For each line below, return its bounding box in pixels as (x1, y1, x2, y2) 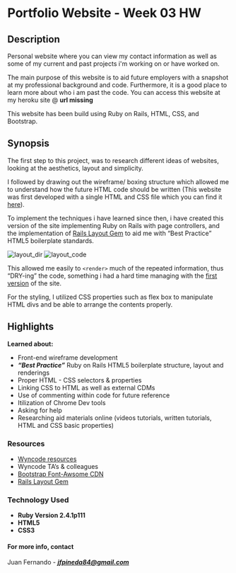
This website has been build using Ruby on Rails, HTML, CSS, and (7, 110, 199, 118)
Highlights (7, 321, 54, 333)
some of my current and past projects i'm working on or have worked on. (7, 59, 220, 68)
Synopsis (7, 137, 49, 149)
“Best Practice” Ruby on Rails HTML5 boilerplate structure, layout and (17, 361, 224, 369)
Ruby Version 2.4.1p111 (17, 511, 86, 520)
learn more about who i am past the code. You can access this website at (7, 89, 220, 96)
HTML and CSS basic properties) (17, 421, 114, 429)
